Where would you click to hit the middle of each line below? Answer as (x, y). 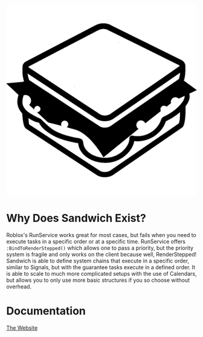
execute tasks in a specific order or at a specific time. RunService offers (96, 241)
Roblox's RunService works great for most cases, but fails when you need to (101, 235)
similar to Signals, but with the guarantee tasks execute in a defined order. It (101, 267)
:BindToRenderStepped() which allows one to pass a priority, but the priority (100, 248)
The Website (22, 328)
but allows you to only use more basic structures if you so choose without (98, 280)
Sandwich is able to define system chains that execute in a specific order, (98, 261)
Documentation (46, 311)
